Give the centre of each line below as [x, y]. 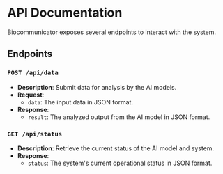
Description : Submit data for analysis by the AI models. [97, 87]
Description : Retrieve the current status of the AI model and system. [116, 148]
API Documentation [65, 13]
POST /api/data [33, 73]
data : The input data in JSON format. [80, 102]
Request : [31, 95]
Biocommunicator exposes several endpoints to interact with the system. [111, 32]
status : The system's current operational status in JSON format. [120, 163]
